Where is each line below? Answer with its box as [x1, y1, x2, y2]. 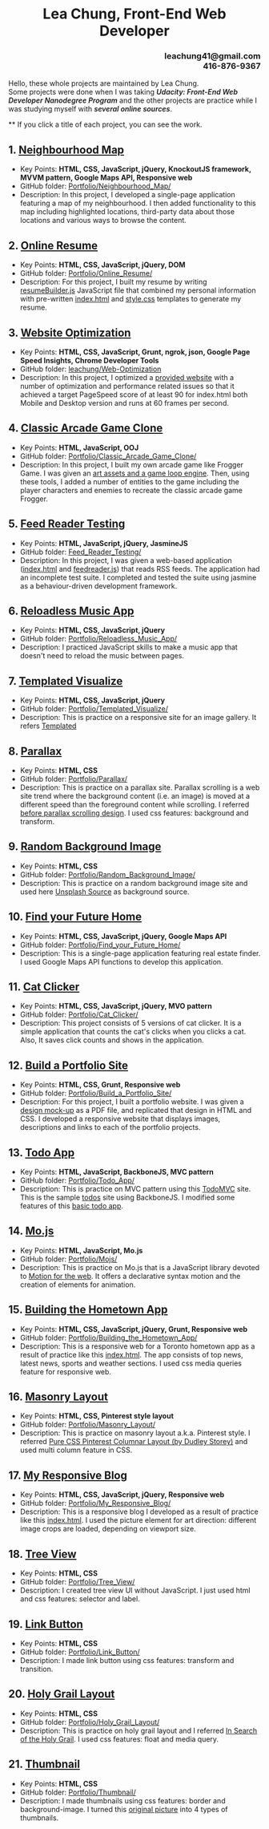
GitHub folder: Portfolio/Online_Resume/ [19, 269, 153, 278]
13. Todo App [8, 1146, 75, 1159]
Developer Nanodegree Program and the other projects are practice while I [8, 95, 258, 105]
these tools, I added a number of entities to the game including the [19, 476, 240, 486]
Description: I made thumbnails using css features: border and [19, 1795, 226, 1805]
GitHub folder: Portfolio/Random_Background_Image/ [19, 869, 196, 879]
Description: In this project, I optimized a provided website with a [19, 372, 235, 382]
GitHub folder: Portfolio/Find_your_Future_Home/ [19, 940, 181, 949]
